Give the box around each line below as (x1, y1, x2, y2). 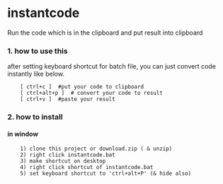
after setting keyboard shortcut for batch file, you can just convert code (7, 62, 216, 71)
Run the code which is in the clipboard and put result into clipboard (7, 28, 203, 37)
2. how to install (7, 112, 63, 122)
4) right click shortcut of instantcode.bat (20, 164, 154, 171)
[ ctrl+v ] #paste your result (20, 96, 115, 103)
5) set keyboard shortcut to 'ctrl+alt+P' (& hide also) (20, 170, 192, 178)
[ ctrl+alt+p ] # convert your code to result (20, 90, 163, 97)
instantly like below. (7, 69, 65, 79)
